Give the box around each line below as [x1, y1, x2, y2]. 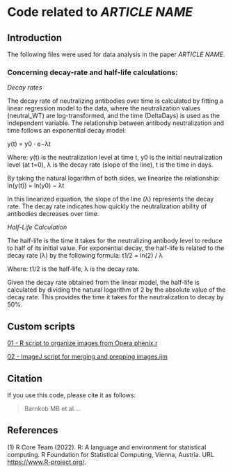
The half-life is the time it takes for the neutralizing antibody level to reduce [7, 237, 223, 245]
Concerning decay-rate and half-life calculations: [7, 67, 178, 77]
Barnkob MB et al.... [24, 404, 81, 413]
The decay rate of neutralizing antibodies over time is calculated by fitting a [7, 97, 224, 105]
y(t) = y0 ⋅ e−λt [7, 140, 51, 148]
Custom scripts [7, 320, 75, 332]
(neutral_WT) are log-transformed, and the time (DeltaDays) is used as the [7, 112, 220, 120]
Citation [7, 372, 43, 384]
